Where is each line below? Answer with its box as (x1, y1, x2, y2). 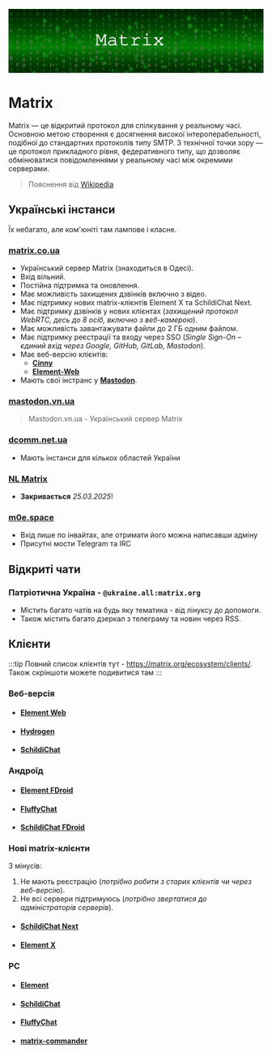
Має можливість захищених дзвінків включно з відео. (19, 289, 207, 299)
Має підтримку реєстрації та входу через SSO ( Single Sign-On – (19, 332, 241, 342)
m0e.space (8, 511, 54, 523)
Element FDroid (19, 785, 74, 795)
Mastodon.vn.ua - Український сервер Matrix (28, 414, 183, 424)
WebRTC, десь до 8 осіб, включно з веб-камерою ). (19, 315, 198, 325)
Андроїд (8, 765, 44, 776)
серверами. (8, 163, 50, 173)
